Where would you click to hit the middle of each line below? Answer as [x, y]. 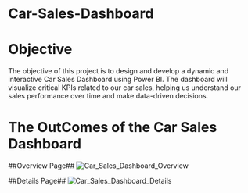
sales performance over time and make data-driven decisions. [108, 96]
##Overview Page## [41, 166]
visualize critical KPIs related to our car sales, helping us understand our [124, 88]
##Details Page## [37, 181]
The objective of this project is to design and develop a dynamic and [119, 71]
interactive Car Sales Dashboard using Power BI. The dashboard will [118, 80]
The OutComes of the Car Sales [113, 128]
